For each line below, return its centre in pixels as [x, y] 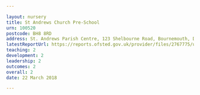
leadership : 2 [24, 61]
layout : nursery [26, 17]
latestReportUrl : [28, 45]
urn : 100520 [21, 28]
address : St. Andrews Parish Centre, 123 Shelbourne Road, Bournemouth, [98, 39]
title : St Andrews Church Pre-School [53, 22]
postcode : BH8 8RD [29, 33]
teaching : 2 [21, 50]
